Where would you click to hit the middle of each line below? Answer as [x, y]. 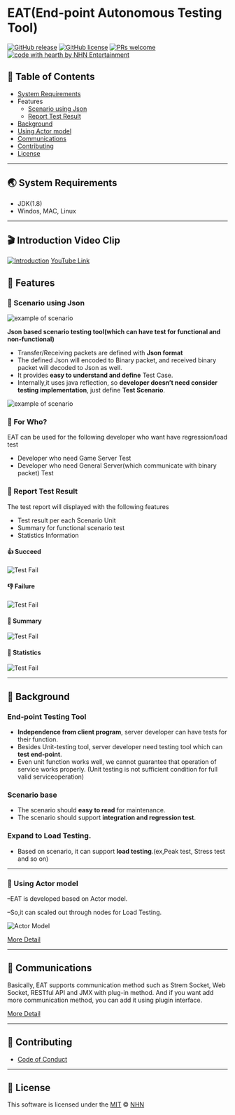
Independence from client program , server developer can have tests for [122, 732]
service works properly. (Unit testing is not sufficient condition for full [117, 770]
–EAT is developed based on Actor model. [67, 899]
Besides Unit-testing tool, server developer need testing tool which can [120, 747]
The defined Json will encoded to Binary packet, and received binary [117, 360]
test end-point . [40, 754]
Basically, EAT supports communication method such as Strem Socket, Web [116, 985]
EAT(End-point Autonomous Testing [115, 13]
